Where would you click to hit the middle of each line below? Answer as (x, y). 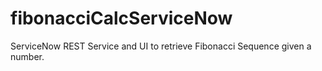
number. (27, 56)
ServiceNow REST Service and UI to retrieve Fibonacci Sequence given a (161, 46)
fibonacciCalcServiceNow (121, 18)
